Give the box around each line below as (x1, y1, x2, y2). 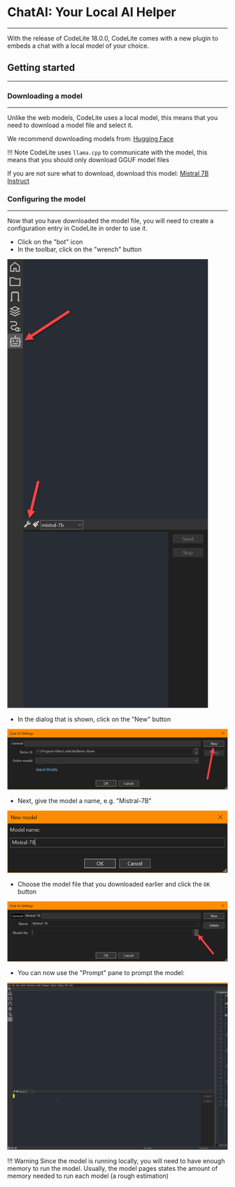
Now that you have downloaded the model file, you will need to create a (7, 217, 214, 225)
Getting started (7, 62, 76, 74)
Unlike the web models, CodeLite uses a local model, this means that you (7, 114, 218, 122)
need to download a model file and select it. (7, 121, 134, 130)
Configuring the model (7, 194, 86, 204)
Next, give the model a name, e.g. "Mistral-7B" (17, 796, 152, 804)
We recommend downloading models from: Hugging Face (7, 135, 174, 143)
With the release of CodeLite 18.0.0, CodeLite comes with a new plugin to (7, 34, 218, 42)
